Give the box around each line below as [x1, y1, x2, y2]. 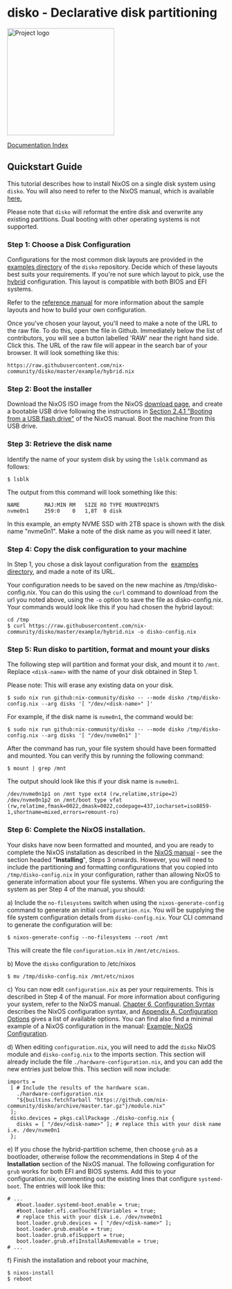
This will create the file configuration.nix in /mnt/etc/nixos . [7, 946, 180, 954]
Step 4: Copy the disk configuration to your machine [7, 544, 187, 554]
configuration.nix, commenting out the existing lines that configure [7, 1174, 197, 1183]
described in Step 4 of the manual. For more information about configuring [7, 992, 220, 1001]
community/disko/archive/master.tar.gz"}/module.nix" [7, 1102, 166, 1109]
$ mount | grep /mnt [7, 765, 67, 772]
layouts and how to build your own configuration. [7, 306, 147, 314]
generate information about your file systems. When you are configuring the [7, 877, 224, 885]
